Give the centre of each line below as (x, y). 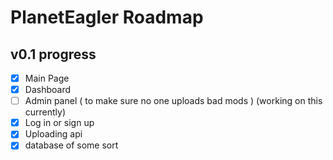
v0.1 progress (53, 54)
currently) (45, 112)
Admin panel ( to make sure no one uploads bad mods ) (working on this (173, 101)
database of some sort (71, 145)
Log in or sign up (59, 123)
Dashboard (47, 90)
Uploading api (53, 134)
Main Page (47, 78)
